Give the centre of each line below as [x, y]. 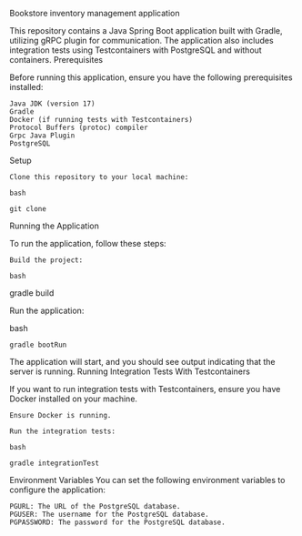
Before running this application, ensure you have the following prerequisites [151, 77]
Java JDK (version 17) [52, 104]
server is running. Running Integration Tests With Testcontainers [130, 371]
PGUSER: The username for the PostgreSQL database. [109, 514]
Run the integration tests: [63, 431]
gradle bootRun [38, 345]
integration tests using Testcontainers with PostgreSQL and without [136, 50]
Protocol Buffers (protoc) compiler [79, 127]
